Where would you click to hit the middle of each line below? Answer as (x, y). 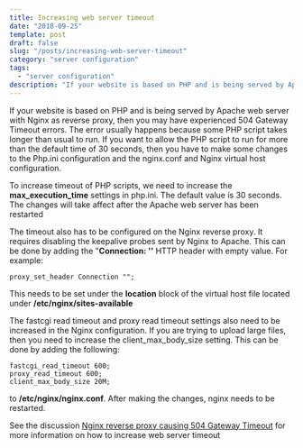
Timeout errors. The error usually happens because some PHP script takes (148, 129)
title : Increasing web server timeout (82, 18)
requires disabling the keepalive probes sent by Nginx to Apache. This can (147, 241)
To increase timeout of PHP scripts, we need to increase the (121, 185)
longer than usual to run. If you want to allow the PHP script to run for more (149, 139)
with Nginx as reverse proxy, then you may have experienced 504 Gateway (149, 120)
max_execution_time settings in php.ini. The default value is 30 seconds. (146, 195)
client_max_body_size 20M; (60, 381)
